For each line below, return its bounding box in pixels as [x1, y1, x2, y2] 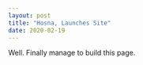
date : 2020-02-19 [8, 26, 66, 34]
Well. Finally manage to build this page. [8, 48, 136, 58]
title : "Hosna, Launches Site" [8, 19, 111, 27]
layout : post [8, 11, 51, 20]
